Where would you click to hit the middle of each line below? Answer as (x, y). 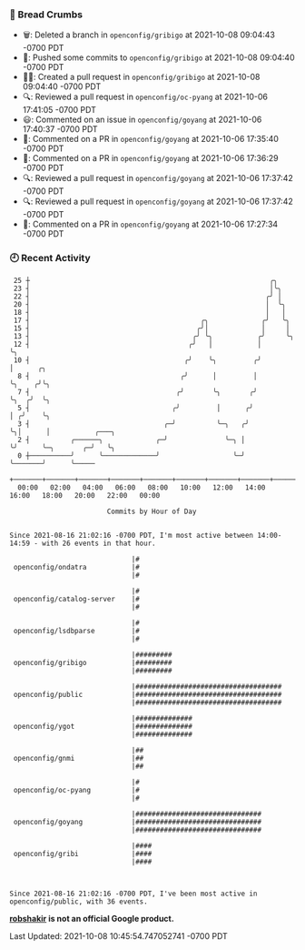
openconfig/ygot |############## (103, 726)
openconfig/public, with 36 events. (79, 901)
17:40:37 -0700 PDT (60, 129)
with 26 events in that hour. (99, 543)
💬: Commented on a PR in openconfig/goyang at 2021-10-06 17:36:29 (150, 158)
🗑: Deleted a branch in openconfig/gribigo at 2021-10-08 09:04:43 (148, 35)
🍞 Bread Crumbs (46, 15)
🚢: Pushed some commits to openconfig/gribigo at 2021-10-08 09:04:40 (158, 57)
